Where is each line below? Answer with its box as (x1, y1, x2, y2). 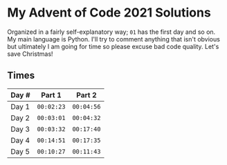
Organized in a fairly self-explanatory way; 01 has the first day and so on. (7, 28, 216, 36)
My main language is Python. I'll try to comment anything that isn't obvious (7, 35, 220, 43)
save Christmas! (7, 50, 53, 58)
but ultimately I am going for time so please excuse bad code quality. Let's (7, 42, 219, 50)
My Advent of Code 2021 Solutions (7, 5, 211, 21)
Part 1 (41, 90, 62, 99)
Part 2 (75, 90, 97, 99)
